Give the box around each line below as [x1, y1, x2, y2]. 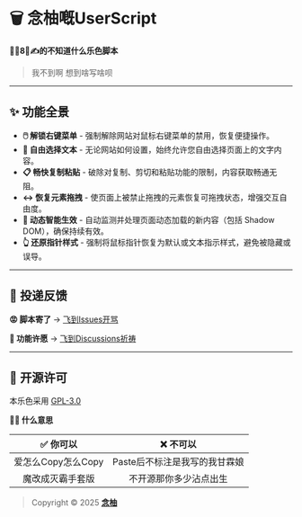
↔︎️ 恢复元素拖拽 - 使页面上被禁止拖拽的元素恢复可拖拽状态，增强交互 [22, 192, 280, 202]
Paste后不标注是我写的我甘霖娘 [111, 456, 244, 468]
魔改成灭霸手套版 [22, 473, 95, 486]
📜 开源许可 [9, 370, 67, 385]
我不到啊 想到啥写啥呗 [31, 67, 113, 77]
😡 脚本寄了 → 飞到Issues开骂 [9, 314, 119, 325]
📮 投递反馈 [9, 289, 67, 304]
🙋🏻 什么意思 [9, 414, 54, 425]
